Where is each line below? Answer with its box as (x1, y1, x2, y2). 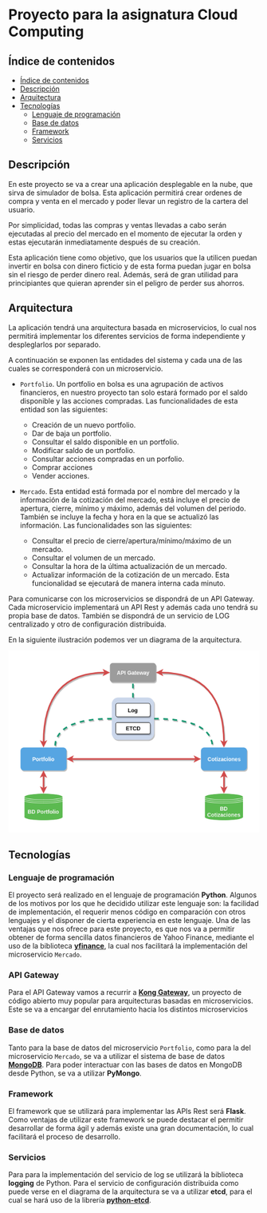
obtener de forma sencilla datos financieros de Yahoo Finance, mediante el (8, 933, 255, 942)
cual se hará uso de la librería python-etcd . (8, 1195, 151, 1205)
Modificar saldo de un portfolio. (31, 445, 135, 455)
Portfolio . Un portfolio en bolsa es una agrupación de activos (19, 379, 224, 388)
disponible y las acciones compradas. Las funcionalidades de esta (19, 396, 238, 405)
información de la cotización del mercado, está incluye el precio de (19, 495, 241, 504)
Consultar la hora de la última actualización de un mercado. (31, 561, 227, 571)
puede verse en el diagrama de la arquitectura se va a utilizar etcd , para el (8, 1187, 253, 1196)
